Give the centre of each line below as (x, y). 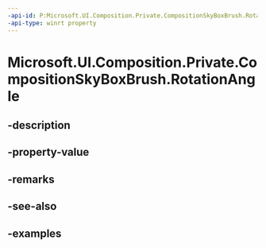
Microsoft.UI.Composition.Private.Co (133, 62)
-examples (35, 233)
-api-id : (22, 15)
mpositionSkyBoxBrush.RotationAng (131, 79)
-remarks (31, 179)
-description (39, 125)
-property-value (48, 152)
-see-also (32, 206)
